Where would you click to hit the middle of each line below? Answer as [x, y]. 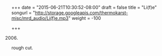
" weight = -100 [85, 18]
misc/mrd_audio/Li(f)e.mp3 [40, 18]
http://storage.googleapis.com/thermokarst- [82, 13]
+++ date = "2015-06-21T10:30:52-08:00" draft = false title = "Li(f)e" [84, 7]
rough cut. [22, 48]
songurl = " [23, 13]
